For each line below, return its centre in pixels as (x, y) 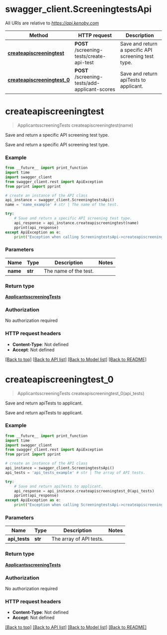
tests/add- (87, 83)
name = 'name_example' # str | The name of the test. (62, 205)
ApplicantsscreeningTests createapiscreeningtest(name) (75, 125)
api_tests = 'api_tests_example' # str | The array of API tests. (75, 472)
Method (39, 35)
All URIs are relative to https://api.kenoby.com (52, 23)
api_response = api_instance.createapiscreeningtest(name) (77, 223)
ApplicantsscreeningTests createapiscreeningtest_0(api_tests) (81, 393)
